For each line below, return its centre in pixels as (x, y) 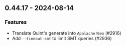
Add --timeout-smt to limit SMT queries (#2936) (62, 38)
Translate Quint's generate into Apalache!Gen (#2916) (67, 33)
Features (16, 22)
